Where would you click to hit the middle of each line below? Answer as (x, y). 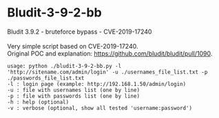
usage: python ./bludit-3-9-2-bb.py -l (64, 66)
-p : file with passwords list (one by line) (73, 96)
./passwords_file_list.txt (46, 78)
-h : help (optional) (38, 102)
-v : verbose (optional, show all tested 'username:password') (100, 108)
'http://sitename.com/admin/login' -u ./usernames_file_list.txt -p (107, 72)
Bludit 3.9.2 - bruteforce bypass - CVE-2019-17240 (80, 32)
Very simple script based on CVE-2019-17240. (73, 46)
